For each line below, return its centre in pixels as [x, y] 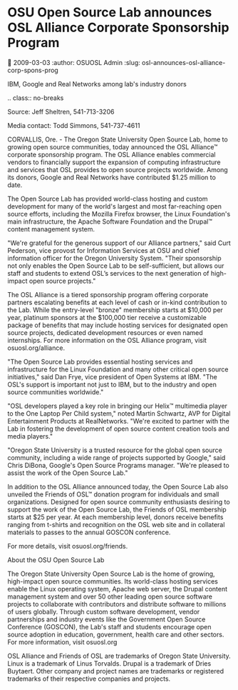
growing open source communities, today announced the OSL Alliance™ [113, 146]
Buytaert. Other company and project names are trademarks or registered [116, 671]
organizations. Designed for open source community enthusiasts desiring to [119, 501]
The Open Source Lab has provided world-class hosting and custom [108, 199]
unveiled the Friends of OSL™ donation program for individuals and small [113, 494]
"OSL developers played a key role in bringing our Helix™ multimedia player [118, 406]
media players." [30, 436]
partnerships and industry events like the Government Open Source [107, 619]
